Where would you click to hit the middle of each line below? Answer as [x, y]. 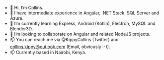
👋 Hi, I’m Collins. [27, 8]
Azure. [17, 18]
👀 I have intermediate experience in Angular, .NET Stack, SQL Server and [84, 13]
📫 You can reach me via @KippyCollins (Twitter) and [64, 39]
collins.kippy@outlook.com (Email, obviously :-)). [60, 47]
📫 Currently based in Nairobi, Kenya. [48, 52]
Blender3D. [21, 29]
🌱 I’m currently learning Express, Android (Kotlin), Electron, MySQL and [82, 23]
